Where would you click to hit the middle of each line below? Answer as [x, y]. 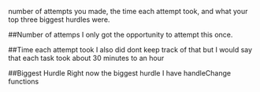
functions [24, 81]
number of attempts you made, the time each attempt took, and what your [128, 11]
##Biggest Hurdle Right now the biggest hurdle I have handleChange [119, 73]
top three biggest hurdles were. [59, 19]
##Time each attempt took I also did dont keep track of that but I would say [130, 50]
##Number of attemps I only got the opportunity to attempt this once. [121, 35]
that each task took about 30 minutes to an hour [86, 58]
